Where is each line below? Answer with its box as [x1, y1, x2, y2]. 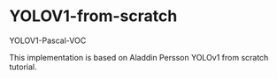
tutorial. [9, 61, 37, 72]
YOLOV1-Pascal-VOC [9, 35, 87, 46]
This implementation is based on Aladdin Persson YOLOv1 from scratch [9, 52, 269, 62]
